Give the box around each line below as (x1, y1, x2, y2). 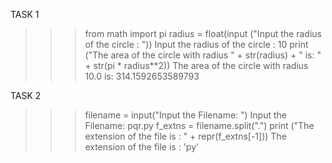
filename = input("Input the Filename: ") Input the (84, 109, 288, 121)
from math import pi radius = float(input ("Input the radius (84, 28, 322, 39)
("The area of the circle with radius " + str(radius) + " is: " (84, 49, 322, 61)
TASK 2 (10, 90, 42, 101)
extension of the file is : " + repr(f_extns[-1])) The (84, 130, 287, 142)
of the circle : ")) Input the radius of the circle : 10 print (84, 39, 309, 50)
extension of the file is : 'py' (84, 141, 200, 153)
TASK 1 (10, 9, 40, 20)
